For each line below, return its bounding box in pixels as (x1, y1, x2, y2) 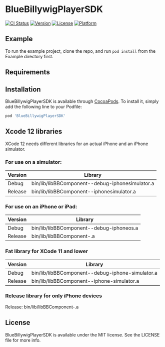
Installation (5, 85, 41, 93)
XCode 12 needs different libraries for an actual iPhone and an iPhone (5, 141, 148, 147)
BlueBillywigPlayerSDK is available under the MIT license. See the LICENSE (5, 331, 160, 337)
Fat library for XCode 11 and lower (5, 248, 88, 255)
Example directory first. (5, 53, 53, 59)
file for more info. (5, 337, 41, 343)
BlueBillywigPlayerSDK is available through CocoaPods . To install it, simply (5, 98, 159, 104)
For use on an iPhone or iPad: (5, 203, 77, 210)
